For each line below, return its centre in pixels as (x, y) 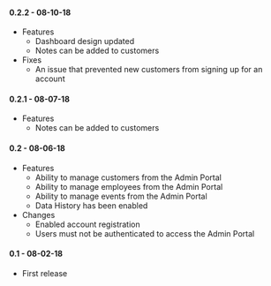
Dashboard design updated (85, 41)
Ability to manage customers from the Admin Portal (128, 177)
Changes (38, 214)
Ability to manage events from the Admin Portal (121, 196)
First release (45, 273)
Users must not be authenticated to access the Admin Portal (145, 233)
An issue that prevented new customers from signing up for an (149, 70)
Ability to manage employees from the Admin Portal (129, 186)
